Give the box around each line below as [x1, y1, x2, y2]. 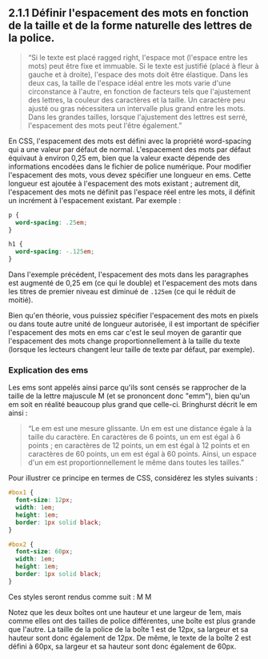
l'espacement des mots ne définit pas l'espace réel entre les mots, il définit [8, 187, 256, 197]
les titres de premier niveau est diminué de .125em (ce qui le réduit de [8, 287, 236, 297]
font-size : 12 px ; [15, 496, 74, 505]
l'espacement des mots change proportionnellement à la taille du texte [8, 336, 241, 346]
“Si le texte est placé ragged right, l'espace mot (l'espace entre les [27, 52, 248, 62]
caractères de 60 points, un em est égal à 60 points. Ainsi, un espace [27, 449, 258, 459]
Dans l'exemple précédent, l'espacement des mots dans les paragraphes [8, 270, 250, 279]
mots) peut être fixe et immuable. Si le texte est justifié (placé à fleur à [27, 61, 259, 70]
